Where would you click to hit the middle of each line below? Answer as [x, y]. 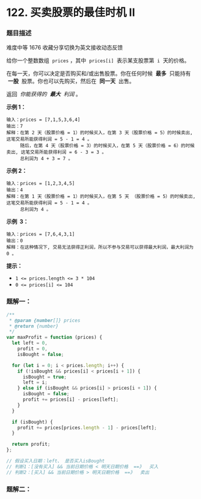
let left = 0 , [30, 343]
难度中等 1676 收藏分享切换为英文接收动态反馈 [65, 48]
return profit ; [31, 444]
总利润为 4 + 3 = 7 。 [46, 159]
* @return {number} [34, 326]
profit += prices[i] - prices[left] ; [71, 400]
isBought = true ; [45, 377]
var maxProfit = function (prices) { [54, 337]
